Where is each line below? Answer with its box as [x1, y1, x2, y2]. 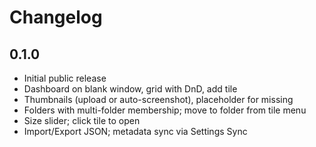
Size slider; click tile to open [23, 115, 141, 126]
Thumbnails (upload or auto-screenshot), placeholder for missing [23, 94, 294, 105]
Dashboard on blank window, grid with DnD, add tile [23, 83, 238, 95]
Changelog [9, 6, 103, 29]
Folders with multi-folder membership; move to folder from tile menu [23, 104, 307, 116]
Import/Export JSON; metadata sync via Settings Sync [23, 126, 248, 137]
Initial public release [23, 72, 107, 84]
